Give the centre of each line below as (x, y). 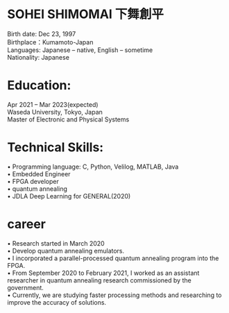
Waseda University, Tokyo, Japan (55, 112)
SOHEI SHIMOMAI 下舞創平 (86, 14)
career (27, 224)
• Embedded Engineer (39, 174)
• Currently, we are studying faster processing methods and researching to (114, 295)
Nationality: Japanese (38, 57)
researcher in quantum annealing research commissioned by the (100, 280)
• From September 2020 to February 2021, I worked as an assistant (103, 273)
